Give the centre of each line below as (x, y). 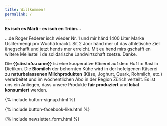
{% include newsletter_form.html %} (42, 119)
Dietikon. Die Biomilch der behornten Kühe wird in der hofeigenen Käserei (81, 69)
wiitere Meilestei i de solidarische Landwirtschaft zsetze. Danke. (71, 54)
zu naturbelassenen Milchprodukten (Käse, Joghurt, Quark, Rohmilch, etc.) (83, 74)
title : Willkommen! (25, 10)
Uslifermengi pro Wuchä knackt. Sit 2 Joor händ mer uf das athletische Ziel (82, 43)
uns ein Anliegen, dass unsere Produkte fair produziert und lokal (72, 84)
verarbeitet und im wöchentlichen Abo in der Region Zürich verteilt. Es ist (80, 79)
